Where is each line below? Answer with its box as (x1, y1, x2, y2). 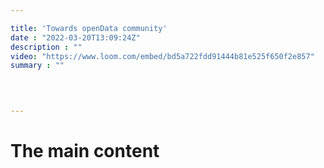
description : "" (10, 42, 83, 52)
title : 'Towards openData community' (10, 23, 168, 33)
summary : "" (10, 61, 65, 71)
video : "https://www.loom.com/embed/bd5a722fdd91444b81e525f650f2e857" (10, 51, 315, 61)
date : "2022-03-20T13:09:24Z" (10, 32, 141, 43)
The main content (10, 140, 160, 163)
